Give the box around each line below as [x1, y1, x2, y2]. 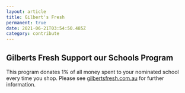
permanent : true [6, 20, 46, 25]
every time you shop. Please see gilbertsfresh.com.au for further [6, 75, 164, 82]
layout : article [6, 8, 46, 15]
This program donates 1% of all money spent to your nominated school [6, 68, 179, 75]
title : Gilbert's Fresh [6, 14, 65, 20]
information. [6, 81, 36, 88]
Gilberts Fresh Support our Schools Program [6, 53, 174, 63]
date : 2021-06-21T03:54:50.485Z [6, 25, 86, 31]
